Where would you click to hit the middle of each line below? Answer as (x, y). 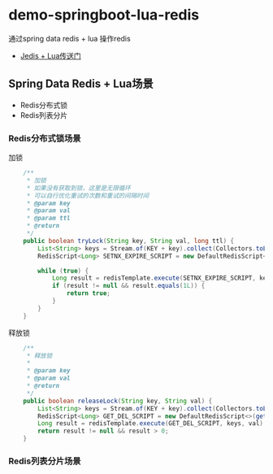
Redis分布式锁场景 (45, 138)
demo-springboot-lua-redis (104, 15)
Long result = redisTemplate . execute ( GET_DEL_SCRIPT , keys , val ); (152, 424)
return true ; (89, 294)
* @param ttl (48, 218)
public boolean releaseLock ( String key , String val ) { (118, 401)
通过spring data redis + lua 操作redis (70, 38)
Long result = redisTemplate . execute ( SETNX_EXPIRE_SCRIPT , (154, 278)
